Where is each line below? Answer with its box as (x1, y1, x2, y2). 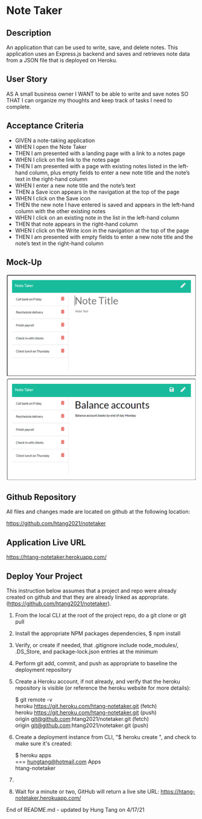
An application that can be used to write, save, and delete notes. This (6, 44, 178, 51)
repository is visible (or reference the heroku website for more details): (14, 685, 191, 691)
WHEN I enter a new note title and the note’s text (14, 182, 136, 189)
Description (6, 28, 51, 38)
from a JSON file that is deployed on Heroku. (6, 57, 118, 64)
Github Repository (6, 492, 77, 502)
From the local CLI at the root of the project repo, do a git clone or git (14, 612, 187, 619)
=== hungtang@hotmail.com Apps (14, 758, 101, 765)
